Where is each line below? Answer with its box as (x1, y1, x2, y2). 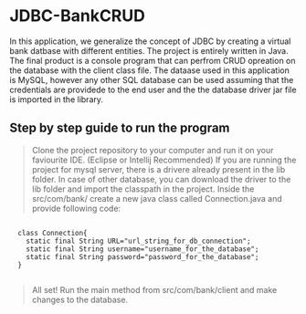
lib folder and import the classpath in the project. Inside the (31, 183, 255, 194)
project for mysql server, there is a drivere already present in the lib (31, 163, 286, 174)
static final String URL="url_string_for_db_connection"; (26, 236, 251, 246)
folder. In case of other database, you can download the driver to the (31, 173, 291, 184)
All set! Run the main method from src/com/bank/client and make (31, 284, 278, 295)
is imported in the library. (9, 93, 103, 105)
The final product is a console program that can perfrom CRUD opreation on (9, 55, 296, 66)
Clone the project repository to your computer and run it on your (31, 144, 274, 155)
